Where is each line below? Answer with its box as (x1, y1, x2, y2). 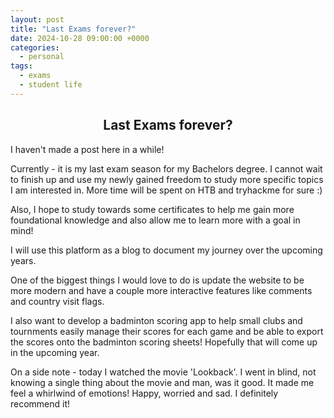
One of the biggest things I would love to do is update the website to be (10, 274, 305, 286)
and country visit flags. (10, 295, 105, 307)
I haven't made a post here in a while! (10, 143, 165, 155)
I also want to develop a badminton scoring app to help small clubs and (10, 314, 303, 326)
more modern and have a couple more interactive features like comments (10, 284, 313, 296)
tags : (10, 61, 33, 71)
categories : (10, 42, 60, 53)
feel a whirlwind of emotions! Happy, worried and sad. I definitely (10, 387, 279, 399)
